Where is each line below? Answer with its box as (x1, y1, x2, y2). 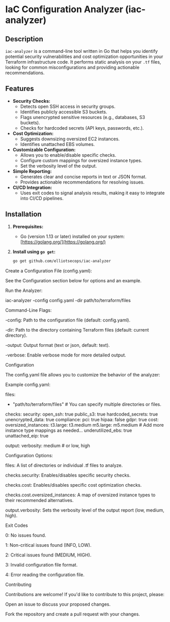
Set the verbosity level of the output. (20, 163, 97, 169)
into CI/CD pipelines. (20, 195, 64, 201)
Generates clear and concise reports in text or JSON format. (20, 173, 147, 180)
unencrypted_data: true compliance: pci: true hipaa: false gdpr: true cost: (5, 416, 159, 423)
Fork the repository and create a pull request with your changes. (5, 611, 140, 617)
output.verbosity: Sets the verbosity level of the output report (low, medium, (5, 507, 164, 513)
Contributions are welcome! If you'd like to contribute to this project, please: (5, 591, 164, 597)
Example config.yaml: (5, 381, 51, 388)
